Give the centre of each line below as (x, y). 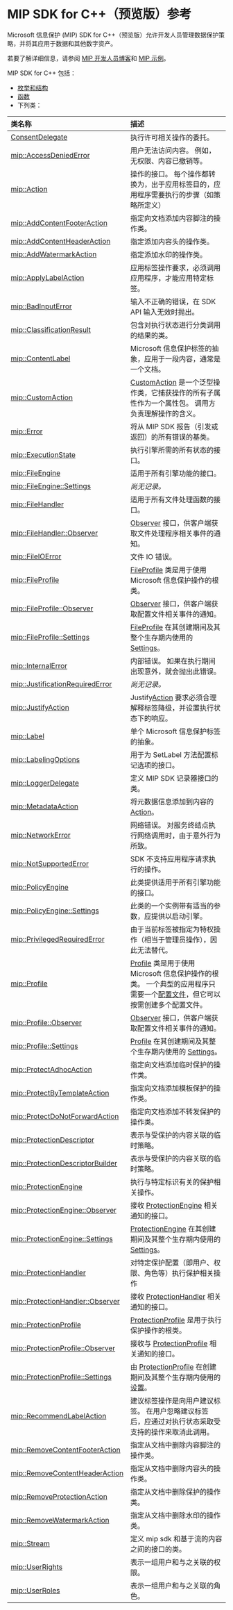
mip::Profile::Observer (46, 1022)
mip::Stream (31, 1543)
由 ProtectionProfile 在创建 (174, 1367)
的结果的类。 (152, 335)
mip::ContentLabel (41, 358)
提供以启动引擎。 (179, 916)
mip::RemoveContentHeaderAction (67, 1473)
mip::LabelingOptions (45, 759)
